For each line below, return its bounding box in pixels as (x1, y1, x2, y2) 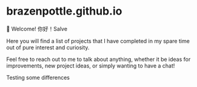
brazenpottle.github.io (6, 4, 122, 18)
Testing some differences (6, 74, 70, 81)
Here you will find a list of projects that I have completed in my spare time (6, 37, 190, 44)
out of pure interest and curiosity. (6, 44, 90, 51)
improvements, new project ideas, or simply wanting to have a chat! (6, 62, 175, 69)
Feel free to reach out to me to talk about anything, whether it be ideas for (6, 55, 191, 63)
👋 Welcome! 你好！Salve (6, 25, 68, 32)
